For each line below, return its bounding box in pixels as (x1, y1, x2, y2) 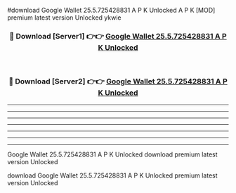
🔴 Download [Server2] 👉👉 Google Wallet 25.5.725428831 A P (8, 76, 228, 86)
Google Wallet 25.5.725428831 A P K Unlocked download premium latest (7, 150, 218, 159)
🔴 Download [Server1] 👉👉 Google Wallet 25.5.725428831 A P (9, 31, 227, 41)
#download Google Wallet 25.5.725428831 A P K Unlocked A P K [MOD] (7, 6, 216, 14)
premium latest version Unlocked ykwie (7, 13, 122, 22)
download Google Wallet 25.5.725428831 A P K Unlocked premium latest (7, 171, 218, 180)
